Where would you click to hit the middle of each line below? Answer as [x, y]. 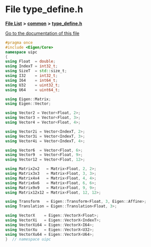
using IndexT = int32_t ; [32, 66]
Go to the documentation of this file [42, 33]
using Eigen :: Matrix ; [28, 99]
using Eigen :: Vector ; [28, 104]
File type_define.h [44, 9]
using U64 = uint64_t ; [33, 90]
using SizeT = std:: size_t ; [36, 71]
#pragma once [19, 42]
